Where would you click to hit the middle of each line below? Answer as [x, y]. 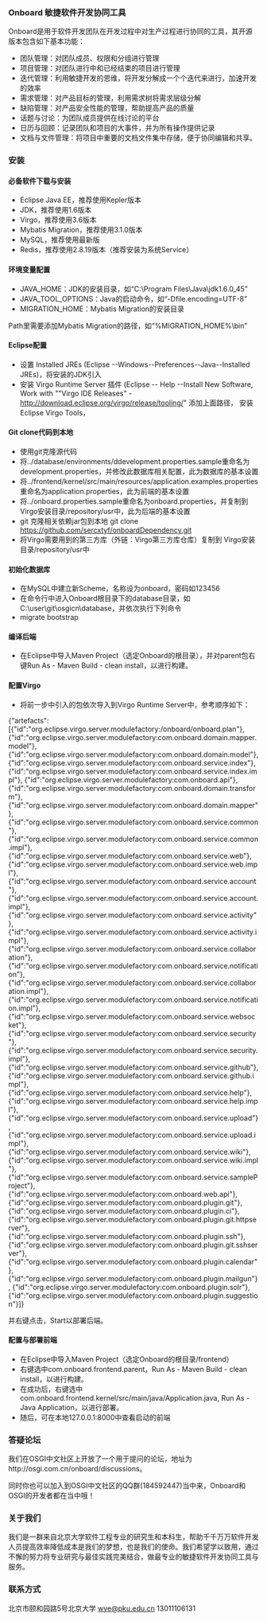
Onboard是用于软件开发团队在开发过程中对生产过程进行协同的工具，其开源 [130, 31]
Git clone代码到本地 [41, 432]
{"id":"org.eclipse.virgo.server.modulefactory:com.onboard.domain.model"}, [133, 754]
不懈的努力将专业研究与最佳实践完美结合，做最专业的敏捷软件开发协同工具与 [133, 1557]
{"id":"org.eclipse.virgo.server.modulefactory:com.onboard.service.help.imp [133, 1101]
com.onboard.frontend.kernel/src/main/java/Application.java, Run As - [135, 1397]
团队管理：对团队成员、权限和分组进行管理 [89, 58]
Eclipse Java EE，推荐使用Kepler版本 [80, 200]
